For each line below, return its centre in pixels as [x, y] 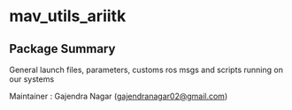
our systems [32, 79]
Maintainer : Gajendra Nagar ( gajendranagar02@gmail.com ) [119, 96]
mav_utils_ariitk [68, 16]
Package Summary [62, 49]
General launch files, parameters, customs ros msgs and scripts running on [146, 70]
